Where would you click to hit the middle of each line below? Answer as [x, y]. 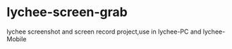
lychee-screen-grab [67, 12]
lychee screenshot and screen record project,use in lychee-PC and [104, 31]
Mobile [17, 38]
